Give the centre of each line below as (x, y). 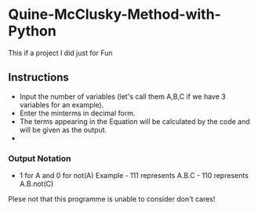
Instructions (38, 77)
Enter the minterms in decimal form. (77, 113)
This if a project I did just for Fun (60, 53)
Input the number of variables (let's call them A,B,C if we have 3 (122, 96)
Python (32, 31)
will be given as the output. (63, 129)
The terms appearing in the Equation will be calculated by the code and (135, 121)
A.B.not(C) (36, 184)
